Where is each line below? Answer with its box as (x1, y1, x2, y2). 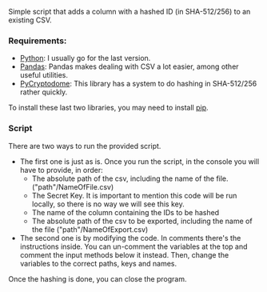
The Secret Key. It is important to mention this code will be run (31, 190, 237, 200)
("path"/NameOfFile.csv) (31, 182, 114, 191)
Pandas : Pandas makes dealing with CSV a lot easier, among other (19, 62, 239, 71)
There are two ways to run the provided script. (8, 141, 161, 150)
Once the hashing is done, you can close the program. (8, 274, 187, 283)
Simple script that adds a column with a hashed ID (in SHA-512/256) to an (8, 7, 251, 16)
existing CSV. (8, 15, 52, 25)
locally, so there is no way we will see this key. (31, 199, 185, 209)
